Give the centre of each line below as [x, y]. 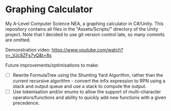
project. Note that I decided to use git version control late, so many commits [85, 34]
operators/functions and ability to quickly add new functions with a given [89, 98]
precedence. [26, 103]
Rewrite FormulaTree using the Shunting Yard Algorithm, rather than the [88, 75]
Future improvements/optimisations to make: [52, 65]
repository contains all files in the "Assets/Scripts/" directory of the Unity [82, 29]
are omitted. [18, 40]
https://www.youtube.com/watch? [88, 50]
